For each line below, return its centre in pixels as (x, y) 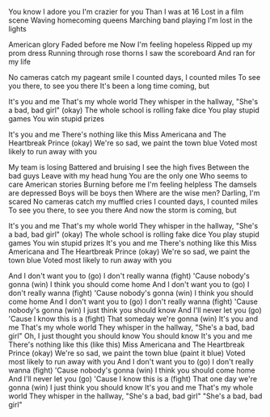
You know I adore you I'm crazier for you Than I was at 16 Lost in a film (126, 12)
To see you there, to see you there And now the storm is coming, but (122, 210)
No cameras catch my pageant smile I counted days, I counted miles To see (135, 77)
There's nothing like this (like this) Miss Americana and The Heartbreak (127, 344)
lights (17, 29)
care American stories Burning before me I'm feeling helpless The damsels (133, 184)
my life (19, 61)
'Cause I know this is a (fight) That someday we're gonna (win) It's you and (133, 319)
